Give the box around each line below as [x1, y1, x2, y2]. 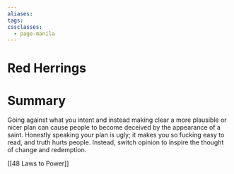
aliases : [7, 10, 33, 18]
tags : [7, 17, 23, 24]
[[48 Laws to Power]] [7, 159, 69, 168]
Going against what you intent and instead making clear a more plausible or [7, 116, 228, 124]
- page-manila [13, 30, 55, 37]
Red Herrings [7, 61, 87, 76]
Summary [7, 92, 66, 108]
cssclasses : [7, 23, 42, 30]
